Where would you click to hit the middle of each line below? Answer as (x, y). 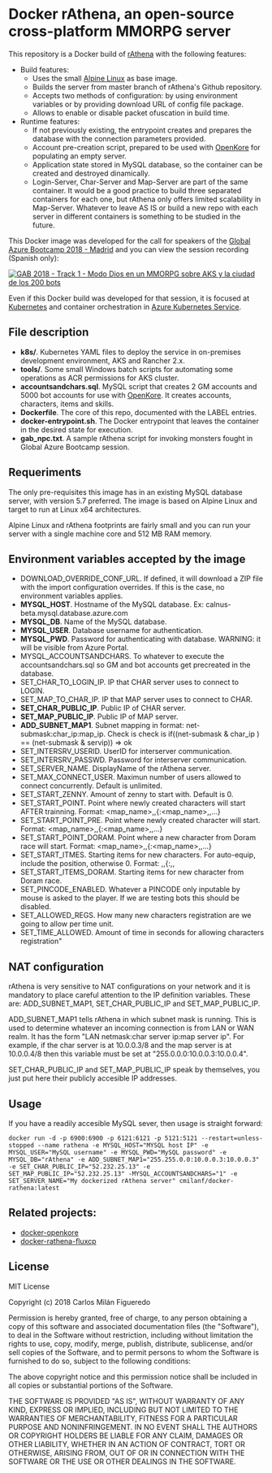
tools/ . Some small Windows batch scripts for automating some (127, 369)
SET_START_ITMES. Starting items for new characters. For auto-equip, (138, 855)
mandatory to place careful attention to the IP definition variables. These (130, 995)
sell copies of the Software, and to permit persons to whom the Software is (134, 1352)
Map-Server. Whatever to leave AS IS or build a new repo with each (145, 207)
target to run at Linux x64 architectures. (75, 509)
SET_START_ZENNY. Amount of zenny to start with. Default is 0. (127, 795)
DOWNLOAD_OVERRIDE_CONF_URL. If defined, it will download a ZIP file (142, 578)
